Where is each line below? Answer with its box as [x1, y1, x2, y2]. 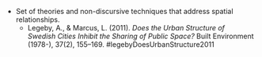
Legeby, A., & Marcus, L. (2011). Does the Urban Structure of [27, 23, 226, 32]
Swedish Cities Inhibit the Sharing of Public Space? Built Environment [27, 31, 255, 41]
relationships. [15, 15, 60, 24]
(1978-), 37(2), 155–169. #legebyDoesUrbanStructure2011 [27, 40, 215, 49]
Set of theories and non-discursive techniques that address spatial [15, 7, 234, 16]
